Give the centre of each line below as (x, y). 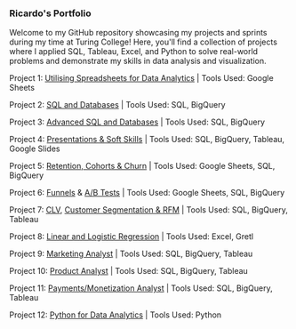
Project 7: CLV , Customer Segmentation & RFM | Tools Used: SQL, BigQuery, (149, 210)
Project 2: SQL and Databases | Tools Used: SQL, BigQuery (117, 105)
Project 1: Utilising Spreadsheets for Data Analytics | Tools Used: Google (141, 78)
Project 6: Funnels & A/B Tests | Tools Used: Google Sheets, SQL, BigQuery (147, 193)
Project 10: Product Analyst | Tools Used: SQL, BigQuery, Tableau (129, 271)
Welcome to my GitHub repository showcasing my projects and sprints (139, 33)
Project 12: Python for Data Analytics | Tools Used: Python (116, 315)
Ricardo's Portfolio (50, 13)
